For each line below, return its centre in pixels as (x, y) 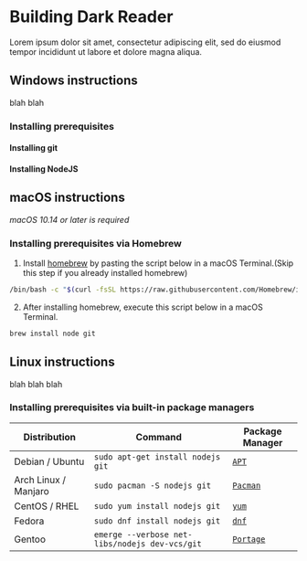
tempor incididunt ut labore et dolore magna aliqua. (106, 51)
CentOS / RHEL (47, 506)
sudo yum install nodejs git (158, 506)
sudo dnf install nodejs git (158, 521)
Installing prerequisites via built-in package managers (132, 408)
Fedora (29, 521)
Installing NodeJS (44, 169)
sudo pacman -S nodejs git (153, 485)
